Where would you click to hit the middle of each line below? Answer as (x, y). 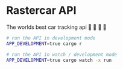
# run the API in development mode (51, 38)
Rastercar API (41, 10)
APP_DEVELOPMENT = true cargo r (44, 43)
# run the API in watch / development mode (62, 55)
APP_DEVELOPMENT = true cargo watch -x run (59, 60)
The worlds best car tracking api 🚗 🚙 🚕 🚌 (56, 27)
